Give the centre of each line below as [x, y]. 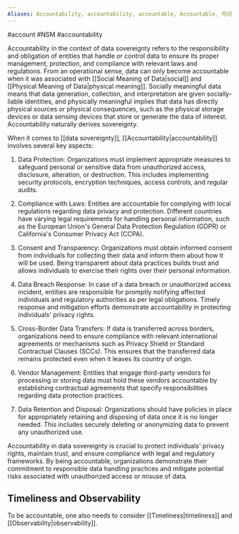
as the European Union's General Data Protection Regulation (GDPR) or [122, 226]
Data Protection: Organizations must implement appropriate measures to [124, 159]
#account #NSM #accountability [55, 34]
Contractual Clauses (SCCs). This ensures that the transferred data [116, 351]
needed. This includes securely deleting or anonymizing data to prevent [123, 424]
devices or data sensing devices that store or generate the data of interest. [117, 116]
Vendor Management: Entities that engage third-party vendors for [114, 373]
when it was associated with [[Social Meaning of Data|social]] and [105, 79]
